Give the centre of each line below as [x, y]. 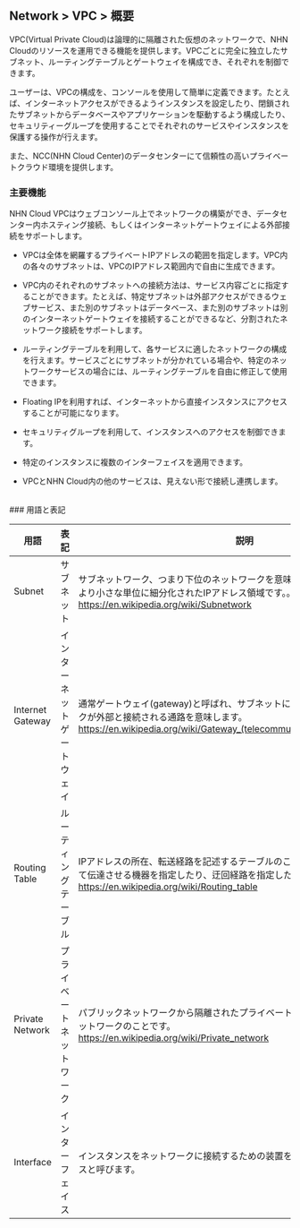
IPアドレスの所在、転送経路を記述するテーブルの [180, 862]
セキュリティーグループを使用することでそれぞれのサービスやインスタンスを [150, 125]
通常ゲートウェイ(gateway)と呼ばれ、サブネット [180, 704]
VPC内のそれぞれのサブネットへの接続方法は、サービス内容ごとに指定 [151, 286]
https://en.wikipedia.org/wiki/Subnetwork [165, 605]
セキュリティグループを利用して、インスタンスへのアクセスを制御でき [150, 432]
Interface [33, 1163]
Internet [30, 710]
